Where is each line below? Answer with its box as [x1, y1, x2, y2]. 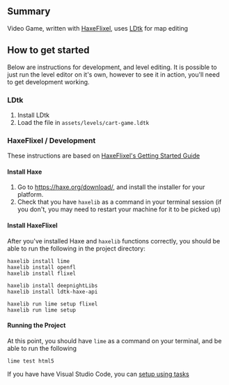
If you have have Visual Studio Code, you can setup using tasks [7, 370, 189, 378]
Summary [7, 6, 51, 17]
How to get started [7, 45, 90, 56]
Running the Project [7, 321, 66, 330]
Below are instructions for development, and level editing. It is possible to [7, 63, 217, 71]
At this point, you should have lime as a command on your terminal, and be [7, 336, 222, 345]
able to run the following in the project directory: [7, 244, 146, 252]
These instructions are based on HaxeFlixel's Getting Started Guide [7, 151, 200, 160]
